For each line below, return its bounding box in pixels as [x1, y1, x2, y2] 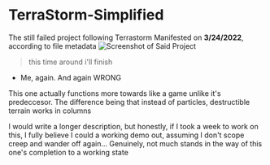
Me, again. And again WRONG [20, 72, 122, 82]
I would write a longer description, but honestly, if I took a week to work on [8, 121, 259, 131]
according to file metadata [8, 41, 97, 50]
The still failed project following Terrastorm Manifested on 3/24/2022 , [8, 33, 244, 42]
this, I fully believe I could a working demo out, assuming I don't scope [8, 130, 245, 140]
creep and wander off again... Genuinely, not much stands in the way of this [8, 138, 263, 148]
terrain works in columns [8, 106, 92, 115]
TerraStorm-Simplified [8, 6, 164, 24]
